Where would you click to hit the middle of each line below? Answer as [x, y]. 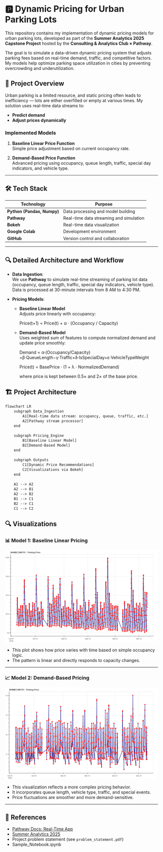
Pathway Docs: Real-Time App [42, 829]
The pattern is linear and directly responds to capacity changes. [76, 660]
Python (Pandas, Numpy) [33, 211]
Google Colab [21, 231]
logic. [17, 655]
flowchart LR [18, 406]
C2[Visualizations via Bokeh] [53, 469]
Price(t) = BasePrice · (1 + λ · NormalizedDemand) [69, 367]
